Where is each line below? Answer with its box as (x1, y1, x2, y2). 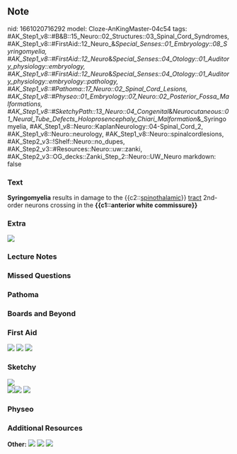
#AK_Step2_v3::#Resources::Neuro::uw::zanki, (7, 144, 143, 153)
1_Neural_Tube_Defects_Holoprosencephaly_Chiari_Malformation (7, 115, 197, 123)
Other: (7, 440, 27, 448)
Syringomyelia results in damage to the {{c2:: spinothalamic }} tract (7, 194, 202, 202)
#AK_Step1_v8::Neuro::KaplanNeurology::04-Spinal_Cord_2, (29, 122, 204, 130)
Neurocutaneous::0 (172, 107, 229, 115)
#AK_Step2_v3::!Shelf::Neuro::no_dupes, (7, 137, 125, 146)
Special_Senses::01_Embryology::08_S (115, 39, 228, 48)
